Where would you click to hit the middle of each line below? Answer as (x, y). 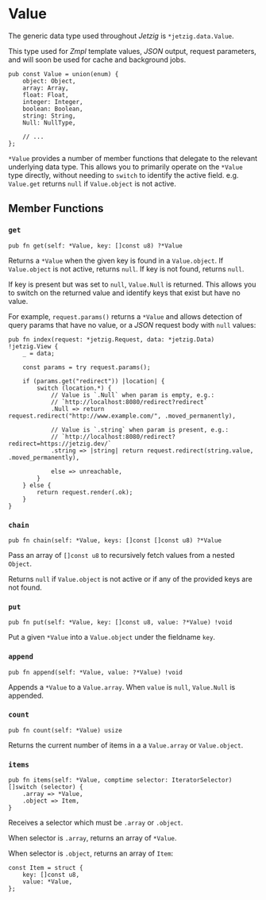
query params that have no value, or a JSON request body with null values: (132, 325)
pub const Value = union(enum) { (64, 74)
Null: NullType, (50, 123)
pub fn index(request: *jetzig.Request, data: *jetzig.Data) (112, 339)
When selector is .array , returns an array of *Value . (93, 838)
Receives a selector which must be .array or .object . (96, 823)
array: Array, (46, 88)
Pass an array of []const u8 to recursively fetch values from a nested (122, 555)
